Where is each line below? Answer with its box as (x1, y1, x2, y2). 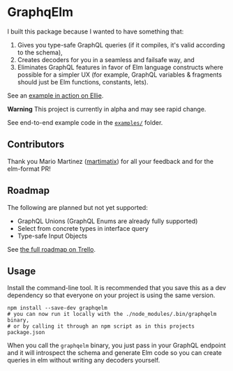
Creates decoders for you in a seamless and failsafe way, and (17, 55, 195, 63)
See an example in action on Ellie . (7, 91, 104, 100)
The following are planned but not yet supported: (7, 203, 148, 211)
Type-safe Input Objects (17, 232, 88, 240)
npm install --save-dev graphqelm (7, 305, 108, 312)
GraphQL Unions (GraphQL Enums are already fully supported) (17, 217, 198, 225)
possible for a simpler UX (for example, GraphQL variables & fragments (17, 70, 222, 79)
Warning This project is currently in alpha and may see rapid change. (7, 105, 206, 113)
